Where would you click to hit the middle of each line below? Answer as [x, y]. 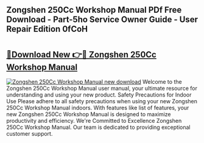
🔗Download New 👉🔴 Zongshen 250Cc [81, 54]
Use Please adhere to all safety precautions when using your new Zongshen [102, 101]
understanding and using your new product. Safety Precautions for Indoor [99, 95]
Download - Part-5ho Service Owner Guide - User [102, 20]
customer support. [30, 134]
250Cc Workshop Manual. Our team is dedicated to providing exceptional [98, 127]
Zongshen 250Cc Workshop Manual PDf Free [94, 10]
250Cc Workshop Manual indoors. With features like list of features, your [98, 108]
